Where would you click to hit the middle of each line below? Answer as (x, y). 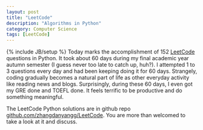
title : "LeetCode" (29, 18)
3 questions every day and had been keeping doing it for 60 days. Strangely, (102, 71)
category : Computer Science (42, 29)
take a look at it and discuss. (42, 121)
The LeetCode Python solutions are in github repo (68, 109)
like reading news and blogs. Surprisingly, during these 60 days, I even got (99, 84)
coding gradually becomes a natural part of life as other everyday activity (98, 78)
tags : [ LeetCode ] (28, 35)
